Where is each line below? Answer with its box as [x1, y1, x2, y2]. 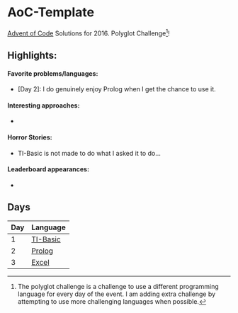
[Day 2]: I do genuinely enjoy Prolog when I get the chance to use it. [17, 85, 216, 93]
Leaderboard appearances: [7, 165, 90, 173]
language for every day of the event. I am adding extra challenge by [17, 290, 216, 298]
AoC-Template [7, 4, 94, 21]
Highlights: [7, 49, 57, 61]
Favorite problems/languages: [7, 69, 98, 78]
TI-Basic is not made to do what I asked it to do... [17, 149, 161, 157]
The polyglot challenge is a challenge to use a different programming [17, 282, 220, 290]
